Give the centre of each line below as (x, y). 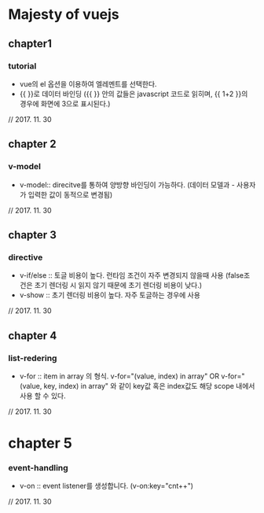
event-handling (38, 468)
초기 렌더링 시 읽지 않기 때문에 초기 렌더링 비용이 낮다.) (118, 286)
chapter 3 (32, 235)
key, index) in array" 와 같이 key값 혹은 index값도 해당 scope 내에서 (149, 386)
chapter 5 (40, 443)
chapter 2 (32, 144)
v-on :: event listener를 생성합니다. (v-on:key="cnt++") (106, 486)
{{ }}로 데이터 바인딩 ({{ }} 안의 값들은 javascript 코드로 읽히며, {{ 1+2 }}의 (134, 94)
